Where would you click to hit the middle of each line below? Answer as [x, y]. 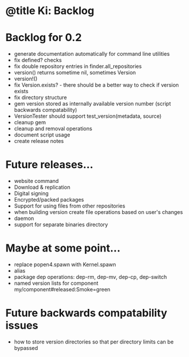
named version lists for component [56, 283]
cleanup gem [30, 123]
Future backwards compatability [87, 313]
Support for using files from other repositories [70, 206]
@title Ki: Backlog [50, 11]
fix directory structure [40, 97]
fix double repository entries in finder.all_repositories [78, 66]
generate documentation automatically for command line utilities [92, 54]
